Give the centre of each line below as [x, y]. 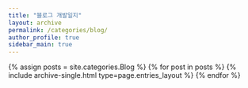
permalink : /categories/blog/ [58, 30]
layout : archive [35, 23]
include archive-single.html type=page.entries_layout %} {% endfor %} [124, 75]
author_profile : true [44, 37]
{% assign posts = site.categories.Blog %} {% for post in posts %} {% [122, 67]
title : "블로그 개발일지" [45, 15]
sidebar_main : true [40, 45]
